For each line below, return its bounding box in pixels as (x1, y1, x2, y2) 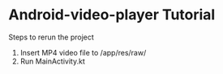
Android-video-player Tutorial (8, 6, 216, 24)
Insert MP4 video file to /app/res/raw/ (19, 47, 147, 57)
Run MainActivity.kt (19, 56, 85, 66)
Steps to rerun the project (8, 32, 95, 42)
